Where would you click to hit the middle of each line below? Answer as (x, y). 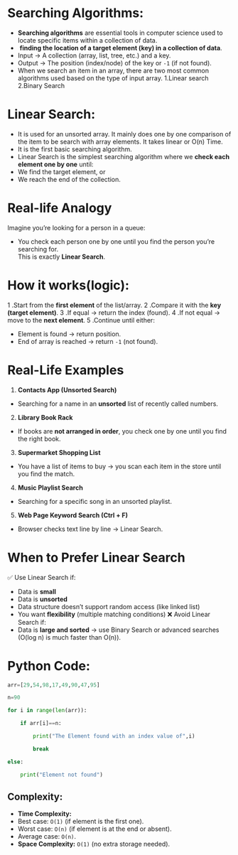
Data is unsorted (42, 599)
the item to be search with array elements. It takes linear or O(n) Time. (120, 141)
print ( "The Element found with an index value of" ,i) (114, 736)
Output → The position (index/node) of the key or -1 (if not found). (114, 63)
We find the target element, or (61, 171)
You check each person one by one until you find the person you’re (116, 241)
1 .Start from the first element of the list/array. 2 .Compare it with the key (114, 305)
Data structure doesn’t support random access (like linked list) (109, 606)
